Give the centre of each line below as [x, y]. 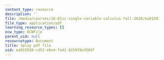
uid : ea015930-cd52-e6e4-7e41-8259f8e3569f [50, 50]
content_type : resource [29, 9]
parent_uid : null [23, 37]
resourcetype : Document [29, 41]
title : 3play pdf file [28, 45]
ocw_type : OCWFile [24, 32]
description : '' [21, 14]
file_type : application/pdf [34, 23]
